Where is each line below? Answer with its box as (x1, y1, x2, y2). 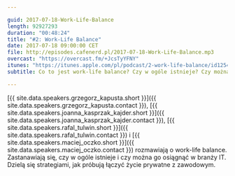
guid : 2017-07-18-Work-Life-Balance (7, 16, 114, 23)
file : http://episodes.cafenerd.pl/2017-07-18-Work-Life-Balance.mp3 (7, 49, 215, 56)
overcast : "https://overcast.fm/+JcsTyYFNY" (7, 55, 139, 63)
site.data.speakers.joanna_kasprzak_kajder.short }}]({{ (7, 108, 164, 117)
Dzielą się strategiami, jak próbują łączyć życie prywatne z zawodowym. (7, 160, 216, 168)
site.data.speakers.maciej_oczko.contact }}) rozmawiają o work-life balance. (7, 145, 227, 154)
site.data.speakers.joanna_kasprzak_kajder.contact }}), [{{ (7, 116, 175, 124)
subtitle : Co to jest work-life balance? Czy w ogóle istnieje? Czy (7, 68, 211, 75)
